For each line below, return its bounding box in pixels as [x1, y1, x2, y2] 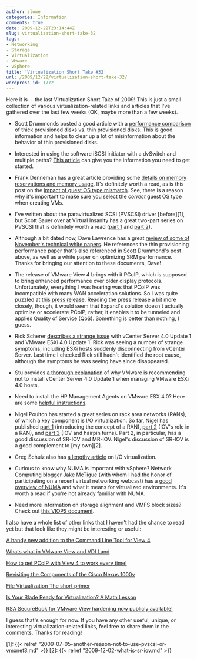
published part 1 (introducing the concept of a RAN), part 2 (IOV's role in [14, 423, 190, 430]
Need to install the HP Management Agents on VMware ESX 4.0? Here [14, 393, 185, 400]
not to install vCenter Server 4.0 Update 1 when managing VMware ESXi [14, 375, 189, 382]
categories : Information [6, 14, 67, 20]
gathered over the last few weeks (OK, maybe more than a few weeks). [6, 108, 178, 116]
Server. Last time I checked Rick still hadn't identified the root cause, [14, 351, 181, 358]
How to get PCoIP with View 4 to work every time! [6, 559, 128, 566]
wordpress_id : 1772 [6, 80, 54, 86]
